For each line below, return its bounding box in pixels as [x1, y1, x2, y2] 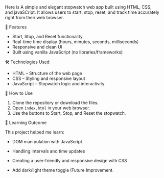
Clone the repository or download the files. [12, 100, 99, 105]
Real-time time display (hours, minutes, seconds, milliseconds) [12, 39, 139, 45]
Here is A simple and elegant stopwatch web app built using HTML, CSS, [5, 4, 152, 10]
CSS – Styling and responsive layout [12, 76, 86, 81]
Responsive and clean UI [12, 44, 63, 50]
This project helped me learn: [5, 129, 65, 135]
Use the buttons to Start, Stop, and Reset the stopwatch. [12, 110, 126, 116]
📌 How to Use [5, 90, 33, 96]
